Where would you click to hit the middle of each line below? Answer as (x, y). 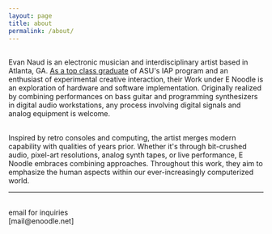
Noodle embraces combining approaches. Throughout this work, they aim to (136, 164)
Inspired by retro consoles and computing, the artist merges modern (122, 138)
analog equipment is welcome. (59, 114)
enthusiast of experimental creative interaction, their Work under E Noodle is (136, 79)
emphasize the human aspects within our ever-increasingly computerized (131, 172)
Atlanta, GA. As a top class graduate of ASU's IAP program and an (118, 71)
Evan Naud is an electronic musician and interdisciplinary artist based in (128, 62)
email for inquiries (38, 213)
